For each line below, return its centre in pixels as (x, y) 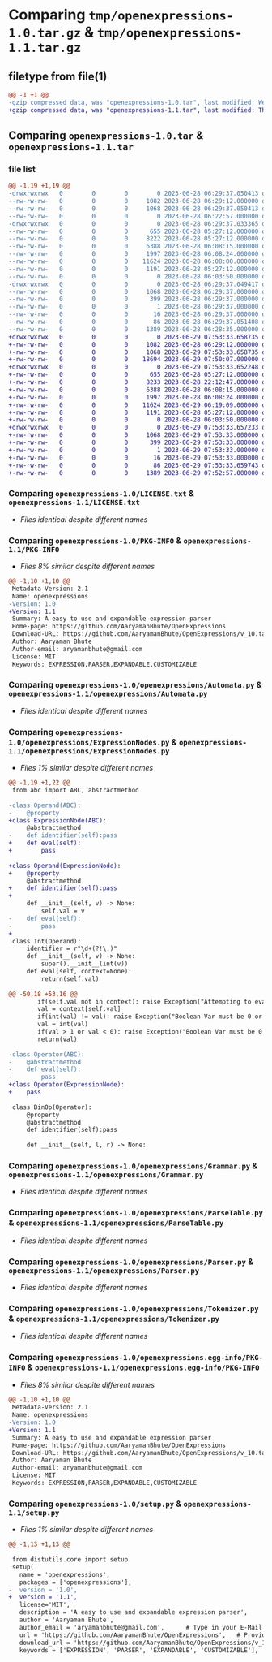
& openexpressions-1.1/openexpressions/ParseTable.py (116, 1223)
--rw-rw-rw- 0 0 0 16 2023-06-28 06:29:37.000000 (134, 314)
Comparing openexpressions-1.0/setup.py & (95, 1504)
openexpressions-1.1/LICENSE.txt (74, 503)
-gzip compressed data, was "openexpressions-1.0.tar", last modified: (132, 102)
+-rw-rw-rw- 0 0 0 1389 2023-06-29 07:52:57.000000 (134, 473)
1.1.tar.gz (45, 48)
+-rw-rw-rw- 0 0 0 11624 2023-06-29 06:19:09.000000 (134, 405)
